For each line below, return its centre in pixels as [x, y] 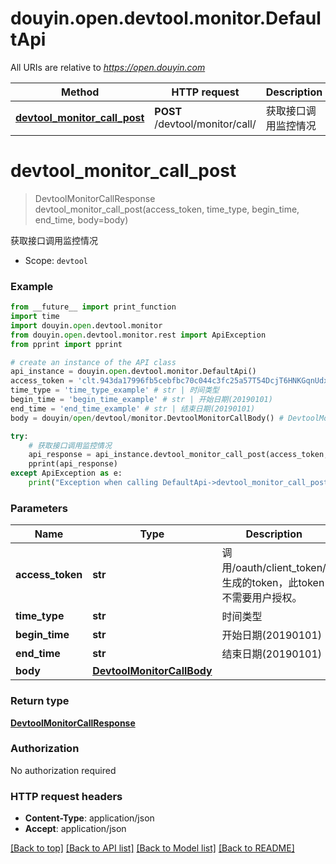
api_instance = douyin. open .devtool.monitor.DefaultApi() [133, 372]
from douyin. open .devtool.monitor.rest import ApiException [138, 335]
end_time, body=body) [81, 219]
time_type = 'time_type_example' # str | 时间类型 [115, 390]
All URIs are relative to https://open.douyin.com [108, 67]
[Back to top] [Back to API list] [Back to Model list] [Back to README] [152, 848]
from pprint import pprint [66, 344]
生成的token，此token [273, 583]
